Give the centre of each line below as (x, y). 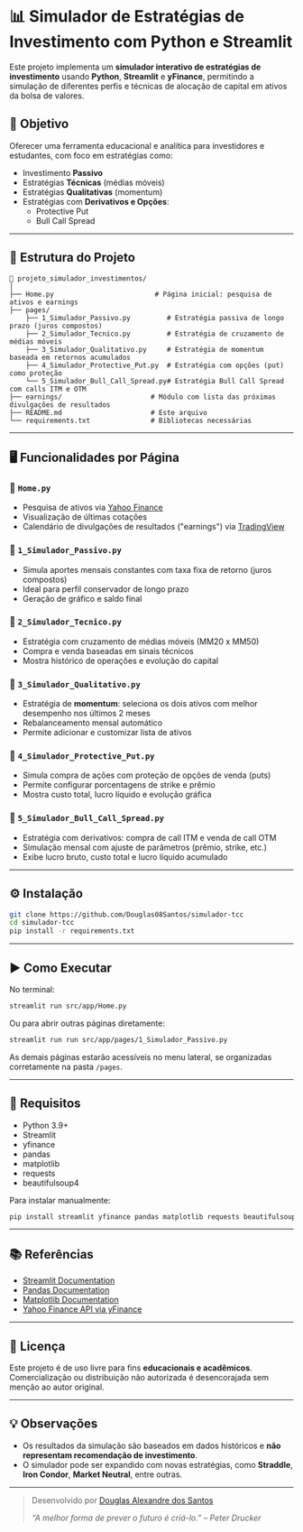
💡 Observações (54, 1424)
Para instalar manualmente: (60, 1200)
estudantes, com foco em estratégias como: (91, 155)
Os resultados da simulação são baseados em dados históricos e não (151, 1445)
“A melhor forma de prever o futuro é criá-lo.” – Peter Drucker (146, 1518)
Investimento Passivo (63, 172)
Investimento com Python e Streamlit (151, 42)
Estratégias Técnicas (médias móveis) (93, 182)
